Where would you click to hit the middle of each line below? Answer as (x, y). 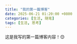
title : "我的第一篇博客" (27, 9)
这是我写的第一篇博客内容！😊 (35, 37)
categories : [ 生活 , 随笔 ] (30, 18)
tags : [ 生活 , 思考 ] (23, 23)
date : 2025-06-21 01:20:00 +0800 (39, 14)
